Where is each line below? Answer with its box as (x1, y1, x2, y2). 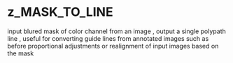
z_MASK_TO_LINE (7, 4, 113, 20)
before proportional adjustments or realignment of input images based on (7, 42, 219, 50)
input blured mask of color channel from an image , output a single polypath (7, 27, 226, 35)
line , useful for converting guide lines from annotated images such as (7, 34, 209, 42)
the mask (7, 49, 34, 57)
